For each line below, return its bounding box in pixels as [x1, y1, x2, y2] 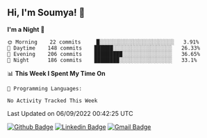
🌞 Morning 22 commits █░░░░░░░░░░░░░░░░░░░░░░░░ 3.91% [7, 39, 199, 46]
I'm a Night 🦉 [7, 25, 45, 33]
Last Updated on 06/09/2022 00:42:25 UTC [7, 109, 133, 117]
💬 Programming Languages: [7, 85, 82, 92]
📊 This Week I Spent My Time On [7, 69, 106, 77]
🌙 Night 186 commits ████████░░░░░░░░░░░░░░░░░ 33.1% [7, 57, 197, 63]
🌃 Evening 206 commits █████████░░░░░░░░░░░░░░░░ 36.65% [7, 50, 200, 57]
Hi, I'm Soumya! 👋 [7, 7, 85, 19]
